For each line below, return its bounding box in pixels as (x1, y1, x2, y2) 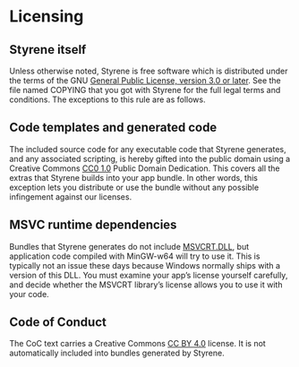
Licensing (9, 6, 84, 27)
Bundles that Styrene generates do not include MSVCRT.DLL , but (9, 241, 250, 252)
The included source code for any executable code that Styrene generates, (9, 143, 286, 154)
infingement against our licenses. (9, 191, 132, 202)
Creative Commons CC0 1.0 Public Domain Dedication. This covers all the (9, 163, 280, 174)
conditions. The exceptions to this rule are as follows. (9, 94, 206, 105)
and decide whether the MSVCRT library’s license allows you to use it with (9, 279, 283, 290)
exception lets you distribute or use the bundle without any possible (9, 182, 260, 192)
